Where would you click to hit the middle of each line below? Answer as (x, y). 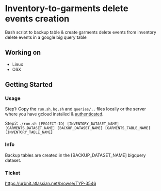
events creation (37, 19)
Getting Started (29, 85)
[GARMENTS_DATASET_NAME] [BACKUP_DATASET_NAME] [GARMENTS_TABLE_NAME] (78, 128)
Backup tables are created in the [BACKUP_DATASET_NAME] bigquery (75, 155)
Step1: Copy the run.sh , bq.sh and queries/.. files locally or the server (76, 109)
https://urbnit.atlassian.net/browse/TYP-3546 (51, 183)
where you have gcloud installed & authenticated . (54, 114)
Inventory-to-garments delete (67, 8)
